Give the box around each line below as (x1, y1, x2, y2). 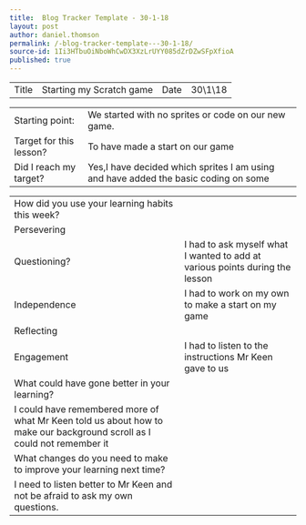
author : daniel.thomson (9, 30, 100, 39)
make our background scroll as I (14, 426, 152, 438)
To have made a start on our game (87, 140, 234, 153)
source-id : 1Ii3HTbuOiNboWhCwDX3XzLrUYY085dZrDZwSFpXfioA (9, 47, 234, 56)
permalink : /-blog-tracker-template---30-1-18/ (9, 38, 194, 48)
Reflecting (14, 325, 58, 337)
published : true (9, 56, 71, 65)
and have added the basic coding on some (87, 172, 270, 185)
